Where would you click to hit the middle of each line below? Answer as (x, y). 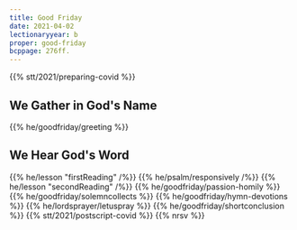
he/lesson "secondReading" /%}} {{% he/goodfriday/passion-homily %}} (145, 187)
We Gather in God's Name (83, 105)
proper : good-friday (48, 43)
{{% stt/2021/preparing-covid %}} (72, 77)
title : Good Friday (46, 18)
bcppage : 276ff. (40, 51)
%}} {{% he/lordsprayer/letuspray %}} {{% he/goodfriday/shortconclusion (147, 206)
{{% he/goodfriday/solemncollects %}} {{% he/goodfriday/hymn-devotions (148, 196)
